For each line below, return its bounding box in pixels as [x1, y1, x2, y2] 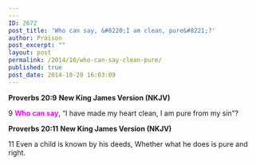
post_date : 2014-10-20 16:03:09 [8, 71, 116, 79]
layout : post [8, 49, 52, 57]
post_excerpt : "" [8, 41, 66, 49]
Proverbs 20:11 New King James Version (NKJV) [8, 124, 172, 133]
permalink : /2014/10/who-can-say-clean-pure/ [8, 57, 162, 65]
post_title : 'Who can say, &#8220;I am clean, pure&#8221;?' [8, 26, 216, 34]
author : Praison [8, 33, 62, 42]
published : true [8, 64, 62, 72]
